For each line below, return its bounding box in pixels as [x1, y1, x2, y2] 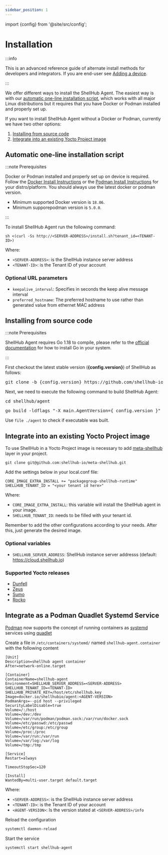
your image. [12, 507, 37, 513]
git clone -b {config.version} [5, 380, 82, 385]
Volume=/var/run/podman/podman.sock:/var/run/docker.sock [5, 716, 128, 721]
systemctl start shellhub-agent [5, 845, 72, 850]
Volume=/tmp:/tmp [5, 743, 41, 748]
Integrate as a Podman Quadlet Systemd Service [5, 611, 159, 620]
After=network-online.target [5, 663, 66, 668]
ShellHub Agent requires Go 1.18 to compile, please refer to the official [5, 339, 149, 345]
